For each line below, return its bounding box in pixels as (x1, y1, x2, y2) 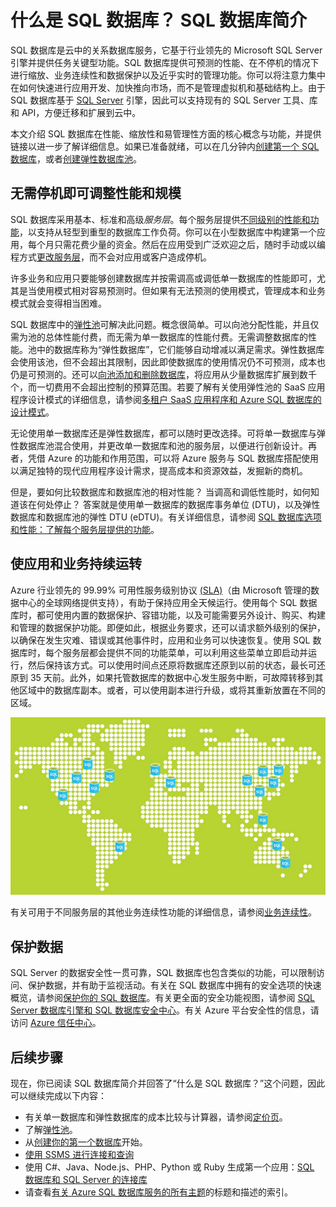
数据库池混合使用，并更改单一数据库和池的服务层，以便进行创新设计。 (18, 439, 308, 451)
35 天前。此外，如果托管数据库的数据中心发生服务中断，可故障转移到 (29, 671, 315, 683)
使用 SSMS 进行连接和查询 (24, 1148, 135, 1160)
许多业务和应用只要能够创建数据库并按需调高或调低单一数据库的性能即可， (10, 272, 317, 284)
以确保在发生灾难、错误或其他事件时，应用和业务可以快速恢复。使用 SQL (10, 634, 311, 646)
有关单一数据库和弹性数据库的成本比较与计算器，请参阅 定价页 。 (24, 1111, 288, 1123)
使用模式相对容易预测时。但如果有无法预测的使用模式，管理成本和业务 (36, 284, 326, 296)
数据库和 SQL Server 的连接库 (24, 1173, 148, 1185)
